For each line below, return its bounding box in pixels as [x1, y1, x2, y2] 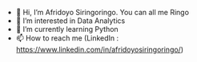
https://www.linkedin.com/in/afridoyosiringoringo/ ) [15, 45, 184, 54]
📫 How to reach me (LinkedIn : [15, 33, 119, 43]
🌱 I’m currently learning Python [15, 25, 119, 33]
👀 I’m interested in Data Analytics [15, 16, 126, 25]
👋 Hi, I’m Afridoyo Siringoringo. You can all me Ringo [15, 8, 190, 17]
